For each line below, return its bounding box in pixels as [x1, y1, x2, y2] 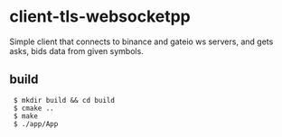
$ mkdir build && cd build [13, 96, 116, 105]
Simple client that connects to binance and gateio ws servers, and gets [9, 36, 274, 47]
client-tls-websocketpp [9, 6, 192, 27]
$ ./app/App [13, 119, 59, 128]
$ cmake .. [13, 104, 54, 113]
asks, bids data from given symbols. [9, 45, 145, 56]
